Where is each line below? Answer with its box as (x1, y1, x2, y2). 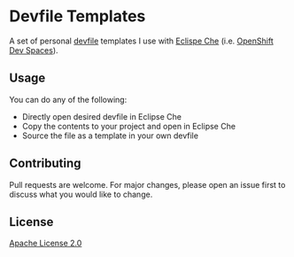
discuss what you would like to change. (9, 189, 153, 199)
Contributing (9, 156, 81, 171)
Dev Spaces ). (9, 44, 59, 55)
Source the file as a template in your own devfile (21, 130, 199, 141)
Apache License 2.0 (9, 238, 82, 249)
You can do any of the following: (9, 94, 128, 105)
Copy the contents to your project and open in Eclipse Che (21, 121, 236, 131)
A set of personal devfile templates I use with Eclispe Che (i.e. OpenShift (9, 35, 274, 46)
